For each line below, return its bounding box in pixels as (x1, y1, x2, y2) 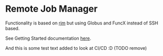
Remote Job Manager (5, 3, 98, 15)
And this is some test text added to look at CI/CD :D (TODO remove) (5, 45, 147, 51)
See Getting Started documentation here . (5, 35, 91, 41)
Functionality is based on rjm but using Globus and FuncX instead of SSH (5, 20, 158, 26)
